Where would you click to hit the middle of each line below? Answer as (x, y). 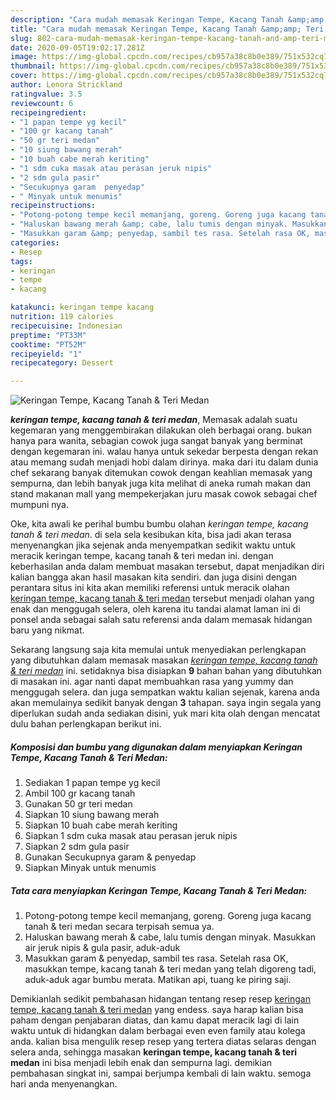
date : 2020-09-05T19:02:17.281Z (77, 47)
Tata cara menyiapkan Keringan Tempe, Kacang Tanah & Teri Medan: (159, 890)
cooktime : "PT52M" (48, 344)
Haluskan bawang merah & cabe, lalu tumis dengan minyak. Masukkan (170, 937)
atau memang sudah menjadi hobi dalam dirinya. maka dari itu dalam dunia (164, 462)
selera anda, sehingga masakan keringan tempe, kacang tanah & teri (154, 1052)
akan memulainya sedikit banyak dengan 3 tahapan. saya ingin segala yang (166, 703)
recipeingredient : (48, 112)
